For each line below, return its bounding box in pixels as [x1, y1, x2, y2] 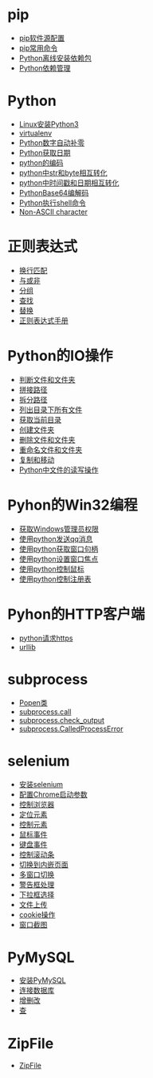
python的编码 [18, 158, 64, 168]
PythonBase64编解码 [18, 188, 89, 197]
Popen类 [18, 697, 49, 707]
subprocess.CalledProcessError [18, 724, 124, 733]
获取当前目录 [18, 414, 61, 424]
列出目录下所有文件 [18, 405, 83, 414]
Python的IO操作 [7, 347, 113, 365]
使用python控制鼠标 [18, 563, 84, 574]
